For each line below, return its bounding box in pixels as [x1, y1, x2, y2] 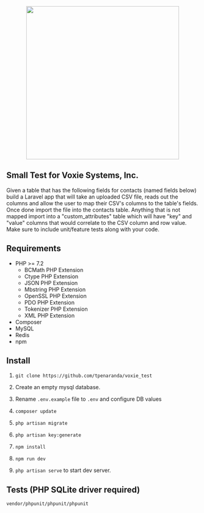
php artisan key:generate [15, 432, 81, 438]
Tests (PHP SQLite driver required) [6, 484, 140, 495]
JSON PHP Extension [24, 279, 78, 286]
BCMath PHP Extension [24, 266, 84, 273]
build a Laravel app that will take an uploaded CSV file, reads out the [6, 193, 178, 200]
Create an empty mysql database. [15, 384, 101, 391]
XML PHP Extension [24, 311, 75, 319]
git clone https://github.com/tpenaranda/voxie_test [15, 373, 153, 379]
